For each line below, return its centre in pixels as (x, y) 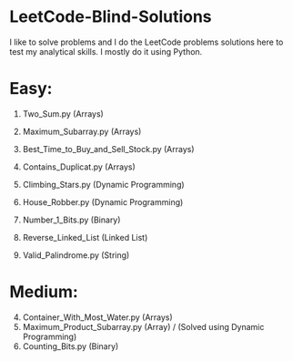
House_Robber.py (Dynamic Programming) (103, 201)
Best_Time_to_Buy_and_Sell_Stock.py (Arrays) (108, 149)
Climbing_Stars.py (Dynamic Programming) (103, 184)
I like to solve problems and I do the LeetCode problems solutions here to (146, 42)
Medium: (44, 292)
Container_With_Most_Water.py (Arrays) (97, 317)
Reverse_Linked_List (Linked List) (85, 237)
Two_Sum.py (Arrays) (63, 113)
